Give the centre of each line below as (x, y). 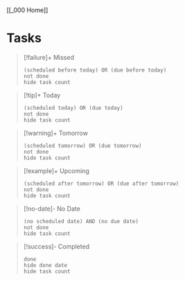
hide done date (45, 265)
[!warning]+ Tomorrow (55, 133)
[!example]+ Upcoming (56, 170)
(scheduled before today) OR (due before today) (95, 70)
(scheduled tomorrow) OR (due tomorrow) (82, 145)
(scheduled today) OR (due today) (73, 108)
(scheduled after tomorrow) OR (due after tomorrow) (101, 184)
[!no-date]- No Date (52, 209)
